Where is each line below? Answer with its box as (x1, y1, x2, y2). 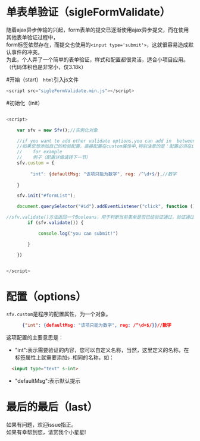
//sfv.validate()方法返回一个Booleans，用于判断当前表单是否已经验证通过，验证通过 (6, 215, 195, 220)
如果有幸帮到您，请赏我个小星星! (6, 429, 86, 436)
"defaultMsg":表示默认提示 (14, 377, 81, 385)
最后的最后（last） (6, 401, 98, 414)
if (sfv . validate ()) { (27, 220, 84, 226)
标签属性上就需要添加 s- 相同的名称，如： (14, 354, 115, 361)
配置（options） (6, 289, 86, 303)
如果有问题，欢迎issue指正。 (6, 421, 77, 429)
